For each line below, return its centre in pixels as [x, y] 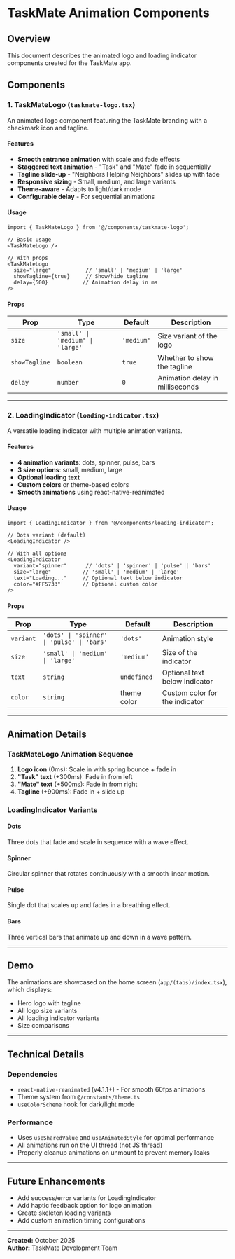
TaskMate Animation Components [108, 13]
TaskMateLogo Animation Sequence [70, 754]
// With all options [37, 553]
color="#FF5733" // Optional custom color [86, 584]
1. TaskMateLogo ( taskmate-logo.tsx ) [71, 105]
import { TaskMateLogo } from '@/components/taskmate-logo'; [98, 228]
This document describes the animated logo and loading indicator [102, 55]
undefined [136, 677]
